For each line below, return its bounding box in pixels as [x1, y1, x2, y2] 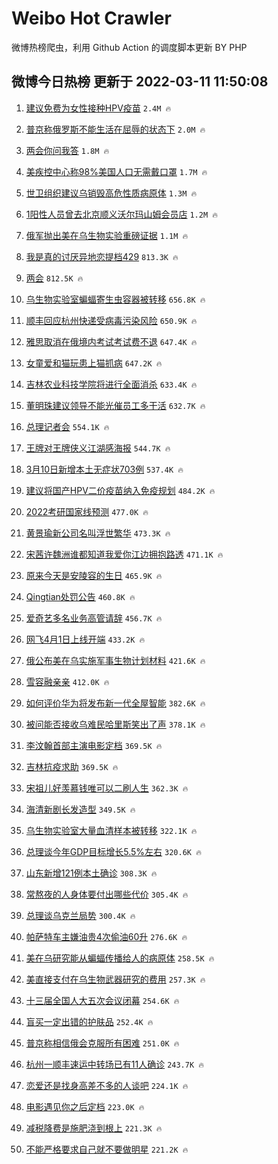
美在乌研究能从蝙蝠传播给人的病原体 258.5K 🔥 [25, 952, 215, 964]
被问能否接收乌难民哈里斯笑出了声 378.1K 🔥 [25, 718, 206, 730]
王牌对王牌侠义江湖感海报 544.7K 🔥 [25, 442, 171, 454]
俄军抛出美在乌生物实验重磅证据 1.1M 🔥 [25, 229, 189, 241]
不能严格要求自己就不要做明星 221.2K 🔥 [25, 1143, 189, 1155]
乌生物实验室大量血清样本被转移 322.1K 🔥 [25, 824, 198, 836]
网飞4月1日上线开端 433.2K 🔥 [25, 633, 146, 645]
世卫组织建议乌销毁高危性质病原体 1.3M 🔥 [25, 187, 198, 199]
